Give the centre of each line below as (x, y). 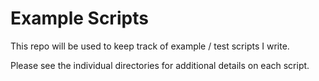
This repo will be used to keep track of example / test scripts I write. (150, 46)
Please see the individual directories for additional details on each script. (160, 65)
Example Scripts (79, 18)
